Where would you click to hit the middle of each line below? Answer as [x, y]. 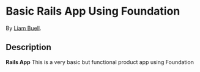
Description [28, 47]
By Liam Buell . [24, 28]
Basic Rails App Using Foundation [93, 11]
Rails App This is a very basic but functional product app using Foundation [100, 62]
